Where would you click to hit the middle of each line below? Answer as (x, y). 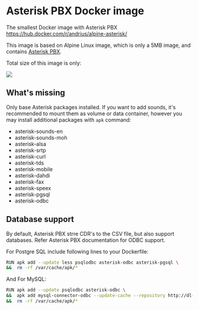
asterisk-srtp (30, 150)
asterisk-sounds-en (39, 131)
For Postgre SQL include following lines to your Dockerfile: (77, 251)
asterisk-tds (29, 163)
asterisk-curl (30, 156)
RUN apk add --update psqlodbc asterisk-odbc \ (66, 290)
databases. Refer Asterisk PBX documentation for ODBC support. (86, 240)
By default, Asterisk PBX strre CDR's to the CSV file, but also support (90, 233)
